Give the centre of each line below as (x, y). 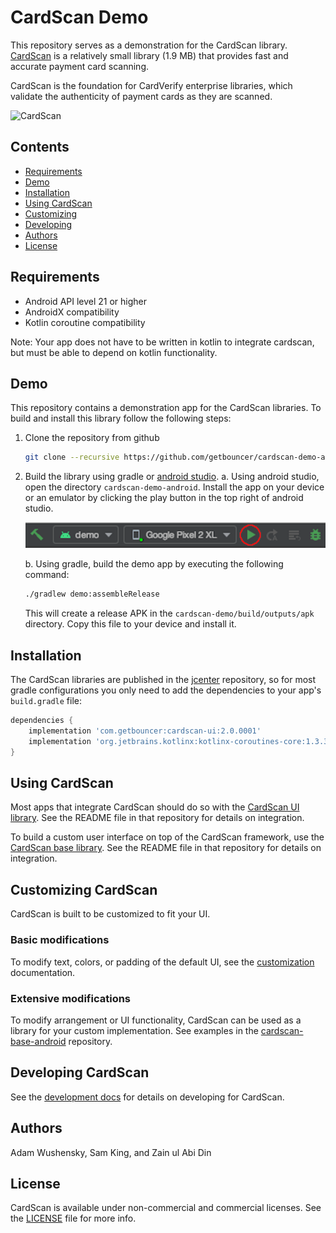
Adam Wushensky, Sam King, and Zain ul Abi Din (111, 1152)
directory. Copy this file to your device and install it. (130, 624)
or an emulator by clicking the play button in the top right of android (164, 498)
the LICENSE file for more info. (73, 1218)
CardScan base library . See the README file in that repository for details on (166, 848)
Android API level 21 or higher (86, 301)
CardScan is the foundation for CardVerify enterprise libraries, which (151, 85)
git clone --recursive (72, 457)
